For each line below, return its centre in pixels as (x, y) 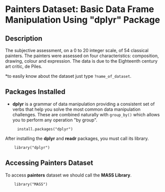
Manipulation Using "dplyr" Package (83, 20)
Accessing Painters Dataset (49, 163)
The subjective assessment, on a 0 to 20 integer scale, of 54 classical (77, 50)
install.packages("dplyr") (45, 129)
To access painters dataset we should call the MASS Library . (69, 175)
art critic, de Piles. (24, 66)
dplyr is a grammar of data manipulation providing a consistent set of (83, 104)
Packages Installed (35, 92)
